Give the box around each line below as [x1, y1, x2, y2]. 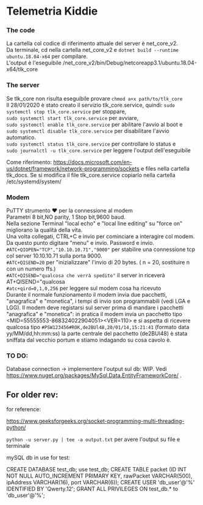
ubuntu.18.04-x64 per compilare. [6, 53, 88, 60]
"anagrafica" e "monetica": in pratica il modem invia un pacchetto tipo [6, 311, 183, 318]
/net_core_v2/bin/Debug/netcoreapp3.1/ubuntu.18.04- [63, 59, 197, 66]
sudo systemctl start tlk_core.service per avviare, [6, 114, 139, 121]
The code [6, 26, 35, 35]
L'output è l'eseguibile [6, 59, 62, 66]
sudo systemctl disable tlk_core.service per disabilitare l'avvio [6, 127, 169, 135]
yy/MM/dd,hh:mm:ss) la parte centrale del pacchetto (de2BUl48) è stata [6, 330, 188, 337]
